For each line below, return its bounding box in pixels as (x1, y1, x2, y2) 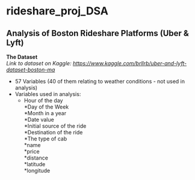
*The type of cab (23, 135, 67, 142)
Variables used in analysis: (14, 91, 81, 97)
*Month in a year (23, 110, 67, 116)
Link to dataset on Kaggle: (6, 60, 72, 67)
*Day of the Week (23, 103, 69, 110)
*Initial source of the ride (23, 122, 87, 130)
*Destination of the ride (23, 129, 83, 136)
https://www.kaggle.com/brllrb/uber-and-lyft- (72, 60, 187, 67)
